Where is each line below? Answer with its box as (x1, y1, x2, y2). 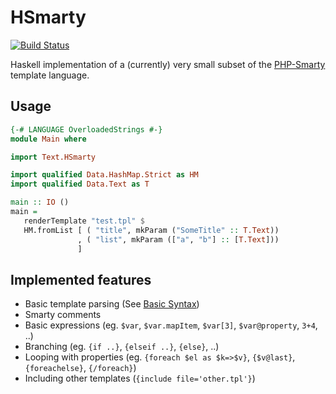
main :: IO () (10, 197, 70, 208)
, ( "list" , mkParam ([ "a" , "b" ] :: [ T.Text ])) (77, 234, 280, 245)
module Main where (10, 134, 87, 144)
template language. (10, 69, 90, 81)
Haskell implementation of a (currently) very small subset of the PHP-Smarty (10, 58, 326, 70)
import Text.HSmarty (10, 152, 97, 162)
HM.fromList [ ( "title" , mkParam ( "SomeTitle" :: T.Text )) (23, 225, 280, 235)
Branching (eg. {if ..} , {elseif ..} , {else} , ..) (24, 341, 220, 353)
